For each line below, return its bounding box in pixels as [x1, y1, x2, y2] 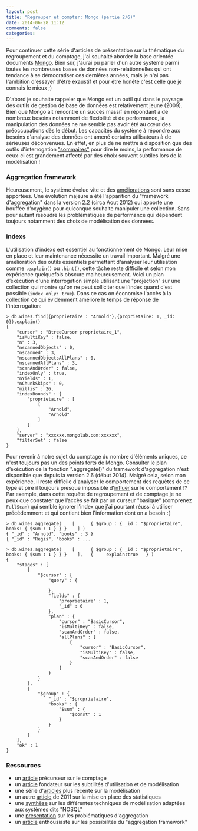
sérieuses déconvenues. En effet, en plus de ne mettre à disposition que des [6, 140, 192, 147]
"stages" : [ [16, 562, 49, 568]
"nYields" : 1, [16, 375, 54, 381]
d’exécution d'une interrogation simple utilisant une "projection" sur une [6, 277, 181, 284]
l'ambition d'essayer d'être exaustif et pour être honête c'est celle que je [6, 78, 182, 85]
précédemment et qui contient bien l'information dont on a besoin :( [6, 509, 170, 516]
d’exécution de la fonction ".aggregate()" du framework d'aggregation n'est [6, 465, 189, 472]
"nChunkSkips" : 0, [16, 381, 65, 387]
